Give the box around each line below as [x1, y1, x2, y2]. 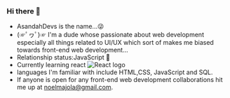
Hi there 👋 [6, 6, 41, 16]
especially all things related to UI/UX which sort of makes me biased [16, 38, 215, 47]
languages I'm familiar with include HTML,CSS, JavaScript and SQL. [16, 68, 213, 76]
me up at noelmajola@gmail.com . [16, 83, 114, 92]
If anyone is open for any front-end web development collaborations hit [16, 76, 223, 84]
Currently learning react [16, 61, 86, 69]
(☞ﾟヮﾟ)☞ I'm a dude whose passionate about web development [16, 31, 205, 39]
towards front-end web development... [16, 45, 129, 55]
